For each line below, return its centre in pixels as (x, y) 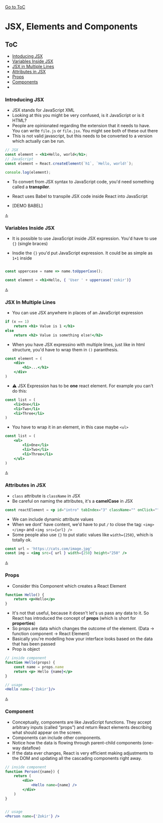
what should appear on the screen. (47, 732)
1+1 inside (22, 258)
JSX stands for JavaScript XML (43, 110)
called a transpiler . (31, 187)
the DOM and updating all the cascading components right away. (77, 758)
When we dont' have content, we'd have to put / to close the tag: (77, 524)
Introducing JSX (25, 99)
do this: (20, 391)
